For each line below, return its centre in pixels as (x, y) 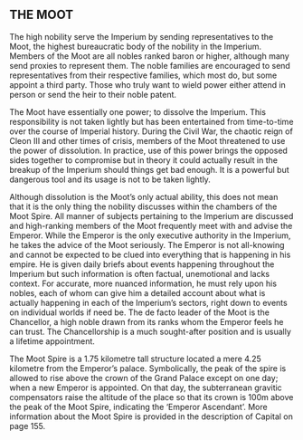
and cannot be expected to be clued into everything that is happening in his (150, 254)
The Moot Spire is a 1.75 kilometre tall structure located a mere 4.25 (135, 359)
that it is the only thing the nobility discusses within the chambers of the (143, 206)
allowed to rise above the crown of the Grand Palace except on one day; (144, 378)
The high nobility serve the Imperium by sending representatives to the (142, 36)
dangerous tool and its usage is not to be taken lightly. (110, 179)
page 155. (28, 426)
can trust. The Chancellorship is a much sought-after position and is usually (151, 331)
